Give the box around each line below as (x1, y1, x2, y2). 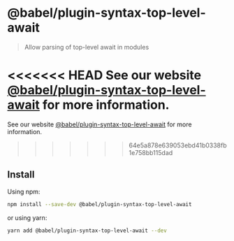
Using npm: (7, 187, 41, 196)
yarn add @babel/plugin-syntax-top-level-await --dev (7, 227, 168, 234)
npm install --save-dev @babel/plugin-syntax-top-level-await (7, 200, 192, 207)
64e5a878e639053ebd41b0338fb (129, 141, 227, 149)
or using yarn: (7, 213, 47, 221)
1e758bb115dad (129, 148, 173, 156)
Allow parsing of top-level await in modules (24, 43, 149, 51)
